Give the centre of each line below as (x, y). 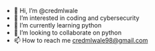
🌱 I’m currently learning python (58, 25)
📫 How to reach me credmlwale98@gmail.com (81, 40)
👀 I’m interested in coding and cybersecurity (76, 18)
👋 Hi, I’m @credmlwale (45, 11)
